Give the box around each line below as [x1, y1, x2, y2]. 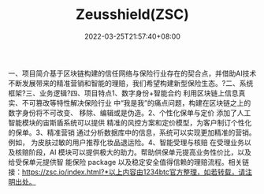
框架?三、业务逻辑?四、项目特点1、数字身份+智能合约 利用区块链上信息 [8, 88, 239, 98]
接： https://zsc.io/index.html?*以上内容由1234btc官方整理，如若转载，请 [8, 167, 246, 177]
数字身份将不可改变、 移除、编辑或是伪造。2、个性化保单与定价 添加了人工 [8, 108, 251, 118]
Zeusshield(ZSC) [76, 6, 189, 24]
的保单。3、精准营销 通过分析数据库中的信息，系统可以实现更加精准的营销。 [8, 128, 256, 137]
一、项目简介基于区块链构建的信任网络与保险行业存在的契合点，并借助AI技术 [8, 69, 257, 78]
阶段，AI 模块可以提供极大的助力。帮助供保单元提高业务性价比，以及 [28, 147, 252, 157]
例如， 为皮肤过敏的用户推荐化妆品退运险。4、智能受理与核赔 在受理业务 [8, 137, 244, 147]
